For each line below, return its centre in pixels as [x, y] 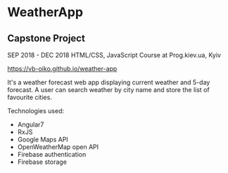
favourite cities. [30, 97]
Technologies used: [36, 111]
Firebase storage [42, 162]
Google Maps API [43, 139]
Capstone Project [46, 38]
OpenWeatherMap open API [58, 147]
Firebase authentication [52, 154]
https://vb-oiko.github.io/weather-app [62, 69]
